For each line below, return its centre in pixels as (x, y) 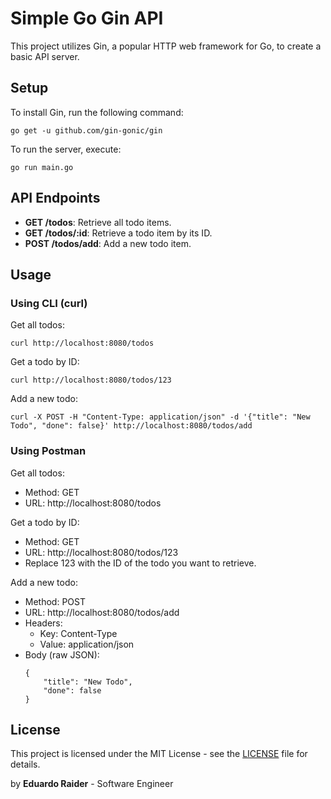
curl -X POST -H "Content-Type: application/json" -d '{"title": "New (160, 417)
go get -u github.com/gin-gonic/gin (86, 130)
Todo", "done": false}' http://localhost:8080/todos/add (131, 426)
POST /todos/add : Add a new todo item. (108, 243)
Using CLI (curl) (49, 303)
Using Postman (48, 451)
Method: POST (55, 601)
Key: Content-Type (78, 633)
